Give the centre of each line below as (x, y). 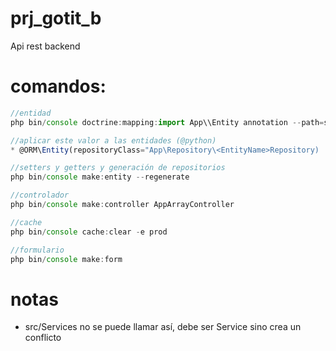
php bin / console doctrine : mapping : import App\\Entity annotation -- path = (167, 122)
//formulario (37, 250)
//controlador (40, 195)
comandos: (58, 86)
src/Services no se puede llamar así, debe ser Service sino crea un (163, 327)
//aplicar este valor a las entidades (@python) (113, 140)
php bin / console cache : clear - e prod (89, 232)
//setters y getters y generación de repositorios (118, 168)
